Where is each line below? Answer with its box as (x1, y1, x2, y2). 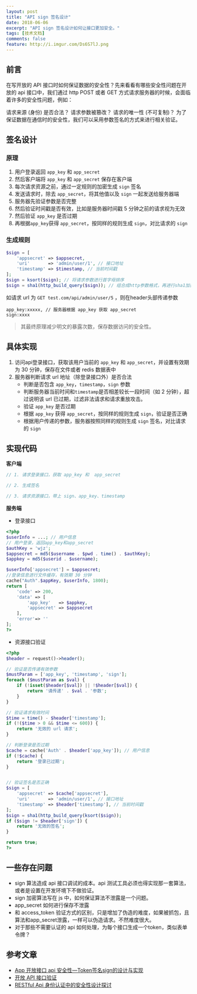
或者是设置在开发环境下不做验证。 (14, 886, 97, 894)
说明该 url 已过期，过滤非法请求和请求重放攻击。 (28, 395, 146, 402)
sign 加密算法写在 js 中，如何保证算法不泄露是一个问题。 (14, 894, 152, 901)
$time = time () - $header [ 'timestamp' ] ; (6, 715, 107, 721)
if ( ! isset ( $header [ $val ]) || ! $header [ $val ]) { (16, 683, 138, 689)
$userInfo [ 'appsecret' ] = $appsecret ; (6, 567, 101, 573)
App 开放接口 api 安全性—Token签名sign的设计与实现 (14, 966, 144, 973)
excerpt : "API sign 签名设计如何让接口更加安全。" (6, 25, 120, 31)
